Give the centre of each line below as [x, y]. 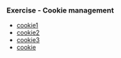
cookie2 [28, 32]
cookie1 [27, 26]
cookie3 [28, 40]
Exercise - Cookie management [60, 10]
